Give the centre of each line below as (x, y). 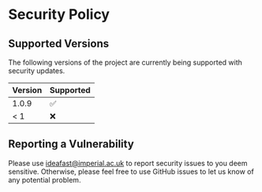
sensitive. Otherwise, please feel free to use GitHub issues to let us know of (131, 172)
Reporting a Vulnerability (71, 144)
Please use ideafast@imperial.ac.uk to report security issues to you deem (128, 163)
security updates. (37, 71)
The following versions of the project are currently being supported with (125, 62)
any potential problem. (45, 179)
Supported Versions (58, 44)
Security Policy (59, 15)
